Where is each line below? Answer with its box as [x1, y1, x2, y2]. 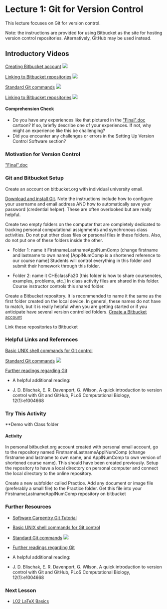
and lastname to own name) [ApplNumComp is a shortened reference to [12, 252, 161, 258]
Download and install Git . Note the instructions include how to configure [5, 195, 153, 201]
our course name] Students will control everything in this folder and [12, 257, 151, 263]
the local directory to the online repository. [5, 470, 93, 476]
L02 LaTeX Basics [12, 598, 49, 604]
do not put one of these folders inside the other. [5, 237, 104, 243]
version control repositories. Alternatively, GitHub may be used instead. [5, 35, 152, 41]
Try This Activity [5, 410, 46, 417]
